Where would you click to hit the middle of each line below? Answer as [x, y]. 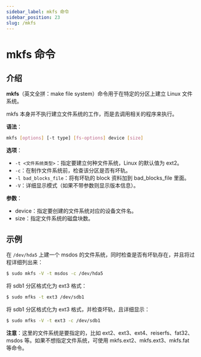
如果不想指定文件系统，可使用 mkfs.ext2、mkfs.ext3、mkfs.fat [112, 340]
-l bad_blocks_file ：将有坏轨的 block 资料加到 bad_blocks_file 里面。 [102, 178]
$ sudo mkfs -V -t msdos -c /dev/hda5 [55, 274]
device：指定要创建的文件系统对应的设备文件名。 [76, 211]
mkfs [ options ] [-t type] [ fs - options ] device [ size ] [75, 138]
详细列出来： [27, 262]
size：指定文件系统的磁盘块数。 [54, 219]
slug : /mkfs [21, 23]
